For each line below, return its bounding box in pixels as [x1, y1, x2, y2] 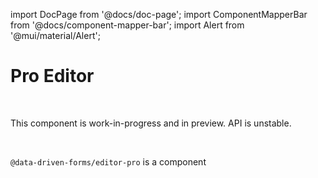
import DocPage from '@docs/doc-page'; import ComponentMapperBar [10, 9, 308, 20]
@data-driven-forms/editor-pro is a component [10, 155, 207, 168]
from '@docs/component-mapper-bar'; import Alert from [10, 19, 245, 31]
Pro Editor [10, 65, 95, 88]
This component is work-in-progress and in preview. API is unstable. [10, 117, 292, 129]
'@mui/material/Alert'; [10, 30, 101, 41]
